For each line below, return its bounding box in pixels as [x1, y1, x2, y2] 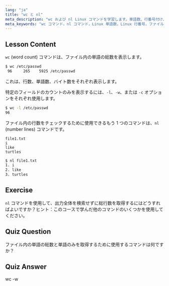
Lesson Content [5, 40, 56, 48]
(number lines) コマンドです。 [5, 126, 67, 132]
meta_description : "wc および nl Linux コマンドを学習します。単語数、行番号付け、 [5, 17, 167, 22]
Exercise [5, 186, 33, 195]
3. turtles [5, 172, 28, 177]
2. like [5, 167, 22, 172]
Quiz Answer [5, 262, 47, 271]
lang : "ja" [5, 7, 28, 13]
